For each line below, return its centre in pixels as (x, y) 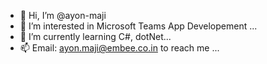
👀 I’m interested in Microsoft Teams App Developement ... (138, 26)
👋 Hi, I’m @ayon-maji (63, 15)
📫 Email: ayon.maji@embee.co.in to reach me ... (119, 48)
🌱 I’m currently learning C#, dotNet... (95, 36)
